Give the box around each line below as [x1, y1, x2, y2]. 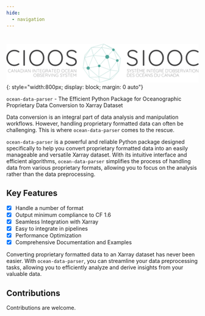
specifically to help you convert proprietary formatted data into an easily [6, 145, 188, 152]
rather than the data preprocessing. [6, 170, 96, 178]
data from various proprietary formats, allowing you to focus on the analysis [6, 164, 197, 172]
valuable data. [6, 270, 42, 278]
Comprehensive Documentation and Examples [15, 239, 132, 246]
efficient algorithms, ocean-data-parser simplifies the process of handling [6, 158, 191, 165]
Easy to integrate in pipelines [15, 225, 88, 233]
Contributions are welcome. [6, 304, 76, 312]
